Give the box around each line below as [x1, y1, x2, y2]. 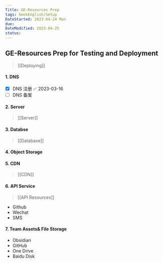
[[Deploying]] [17, 62, 45, 68]
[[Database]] [17, 137, 44, 143]
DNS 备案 [12, 92, 33, 98]
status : [5, 31, 22, 36]
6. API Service [5, 183, 36, 189]
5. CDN [5, 160, 21, 166]
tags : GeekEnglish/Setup [5, 12, 57, 17]
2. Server [5, 104, 25, 110]
